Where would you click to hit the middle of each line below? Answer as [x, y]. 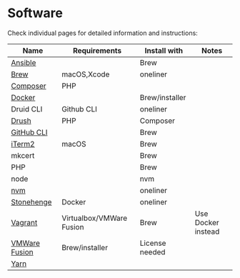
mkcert [23, 155]
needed [152, 252]
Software [35, 13]
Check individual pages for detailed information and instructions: [102, 33]
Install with [164, 50]
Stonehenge [31, 202]
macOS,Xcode [86, 74]
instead [207, 232]
